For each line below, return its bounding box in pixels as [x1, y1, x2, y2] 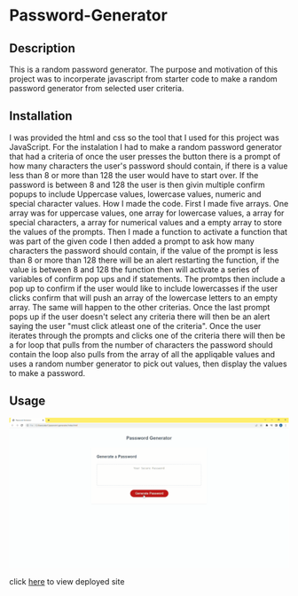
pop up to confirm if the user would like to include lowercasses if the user [9, 283, 278, 294]
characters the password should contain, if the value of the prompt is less [9, 245, 278, 255]
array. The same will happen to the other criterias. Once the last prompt [9, 302, 271, 312]
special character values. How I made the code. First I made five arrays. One [9, 198, 289, 208]
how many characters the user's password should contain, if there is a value [9, 161, 288, 171]
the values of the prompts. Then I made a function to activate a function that [9, 226, 288, 237]
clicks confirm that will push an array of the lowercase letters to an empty [9, 292, 278, 302]
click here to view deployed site [9, 576, 125, 587]
